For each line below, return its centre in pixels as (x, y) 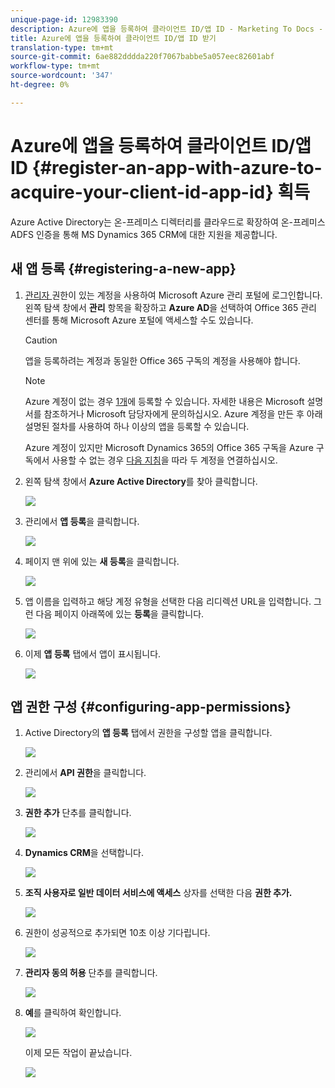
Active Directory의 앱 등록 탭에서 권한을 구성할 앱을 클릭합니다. (148, 733)
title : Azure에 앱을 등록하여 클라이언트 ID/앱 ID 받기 (113, 38)
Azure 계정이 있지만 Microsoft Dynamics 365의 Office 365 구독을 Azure (169, 447)
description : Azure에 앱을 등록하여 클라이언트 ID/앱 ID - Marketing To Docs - (167, 29)
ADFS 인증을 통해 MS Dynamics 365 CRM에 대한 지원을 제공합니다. (144, 234)
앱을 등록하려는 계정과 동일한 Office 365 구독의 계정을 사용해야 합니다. (162, 360)
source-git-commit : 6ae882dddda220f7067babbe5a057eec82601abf (142, 57)
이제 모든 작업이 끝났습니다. (78, 1053)
